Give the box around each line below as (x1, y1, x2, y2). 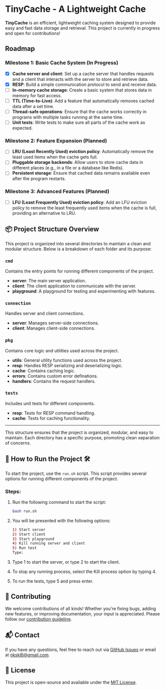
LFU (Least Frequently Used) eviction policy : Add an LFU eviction (12, 199, 147, 205)
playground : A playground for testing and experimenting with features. (12, 288, 156, 294)
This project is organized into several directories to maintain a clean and (5, 240, 151, 246)
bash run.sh (12, 508, 37, 514)
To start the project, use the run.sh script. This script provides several (5, 470, 147, 476)
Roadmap (5, 44, 35, 53)
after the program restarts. (12, 176, 66, 182)
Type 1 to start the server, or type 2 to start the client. (12, 559, 120, 565)
